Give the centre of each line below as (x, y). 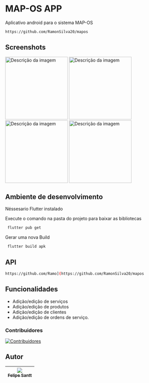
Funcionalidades (32, 289)
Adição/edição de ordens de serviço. (50, 317)
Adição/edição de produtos (40, 306)
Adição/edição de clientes (39, 312)
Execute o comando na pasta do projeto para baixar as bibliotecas (73, 219)
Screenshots (25, 47)
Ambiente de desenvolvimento (54, 197)
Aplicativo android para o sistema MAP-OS (49, 23)
